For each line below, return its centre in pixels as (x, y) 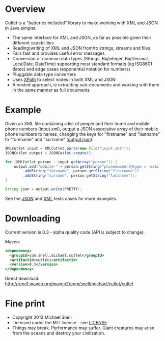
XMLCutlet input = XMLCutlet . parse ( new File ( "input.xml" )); (68, 148)
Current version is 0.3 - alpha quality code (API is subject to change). (75, 232)
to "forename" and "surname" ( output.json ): (49, 139)
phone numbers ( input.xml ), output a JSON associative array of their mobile (82, 129)
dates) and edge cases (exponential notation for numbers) (71, 69)
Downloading (33, 219)
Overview (25, 9)
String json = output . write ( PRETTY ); (44, 189)
